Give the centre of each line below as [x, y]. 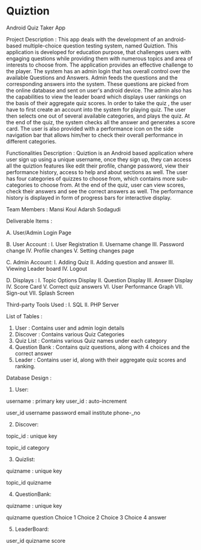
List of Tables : [25, 316]
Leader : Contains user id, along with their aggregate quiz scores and [100, 360]
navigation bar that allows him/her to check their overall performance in [94, 135]
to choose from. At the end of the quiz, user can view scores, [109, 185]
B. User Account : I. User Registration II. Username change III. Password [95, 244]
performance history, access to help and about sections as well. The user [97, 172]
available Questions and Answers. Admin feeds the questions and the [92, 77]
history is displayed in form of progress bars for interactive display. [89, 198]
